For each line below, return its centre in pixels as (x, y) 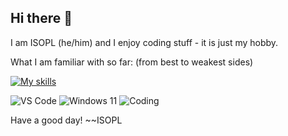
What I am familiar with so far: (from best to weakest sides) (132, 62)
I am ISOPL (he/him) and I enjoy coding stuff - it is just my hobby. (144, 42)
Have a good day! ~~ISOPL (66, 120)
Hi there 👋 (41, 18)
